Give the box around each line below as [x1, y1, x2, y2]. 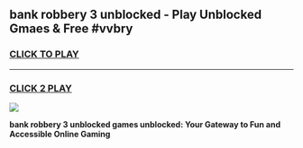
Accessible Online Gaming [9, 128, 111, 139]
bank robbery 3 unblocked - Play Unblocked [9, 7, 262, 22]
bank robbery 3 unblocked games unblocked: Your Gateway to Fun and [9, 118, 281, 129]
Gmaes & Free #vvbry [9, 22, 133, 37]
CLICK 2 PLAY [9, 82, 72, 94]
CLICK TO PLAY [9, 48, 79, 61]
